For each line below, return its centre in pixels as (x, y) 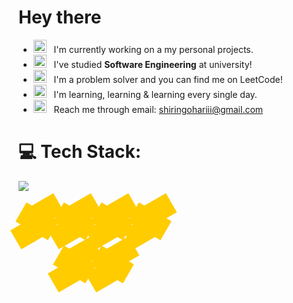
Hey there (60, 17)
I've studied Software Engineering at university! (153, 64)
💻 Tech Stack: (80, 152)
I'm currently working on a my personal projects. (153, 49)
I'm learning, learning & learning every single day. (155, 94)
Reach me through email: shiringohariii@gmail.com (158, 109)
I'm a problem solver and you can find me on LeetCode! (168, 79)
